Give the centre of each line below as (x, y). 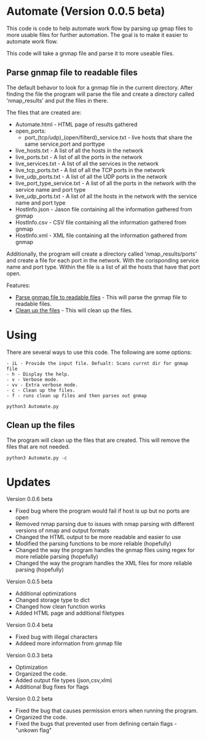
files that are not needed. (38, 446)
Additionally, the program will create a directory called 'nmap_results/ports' (102, 254)
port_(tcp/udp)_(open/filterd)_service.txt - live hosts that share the (108, 137)
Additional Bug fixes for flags (52, 687)
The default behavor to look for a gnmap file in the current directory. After (100, 87)
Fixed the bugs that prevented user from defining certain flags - (96, 724)
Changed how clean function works (60, 607)
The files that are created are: (44, 112)
